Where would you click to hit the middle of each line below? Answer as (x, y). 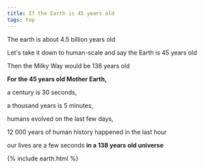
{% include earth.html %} (43, 158)
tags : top (21, 20)
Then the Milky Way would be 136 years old (68, 66)
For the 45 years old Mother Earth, (57, 79)
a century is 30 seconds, (42, 92)
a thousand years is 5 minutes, (50, 105)
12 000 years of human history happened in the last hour (87, 132)
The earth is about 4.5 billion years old (61, 39)
